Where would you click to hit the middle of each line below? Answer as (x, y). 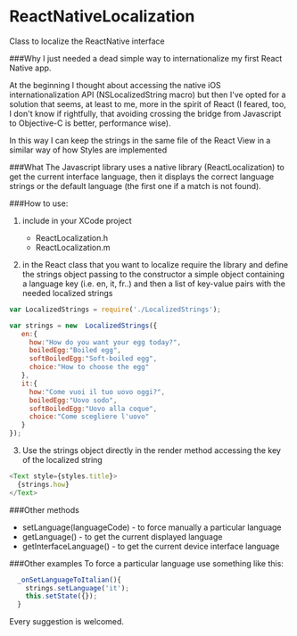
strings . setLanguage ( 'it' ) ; (77, 588)
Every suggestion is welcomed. (67, 622)
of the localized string (62, 460)
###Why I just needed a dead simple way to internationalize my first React (146, 58)
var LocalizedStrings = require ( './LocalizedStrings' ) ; (115, 310)
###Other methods (45, 509)
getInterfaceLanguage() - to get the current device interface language (151, 546)
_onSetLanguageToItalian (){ (70, 580)
